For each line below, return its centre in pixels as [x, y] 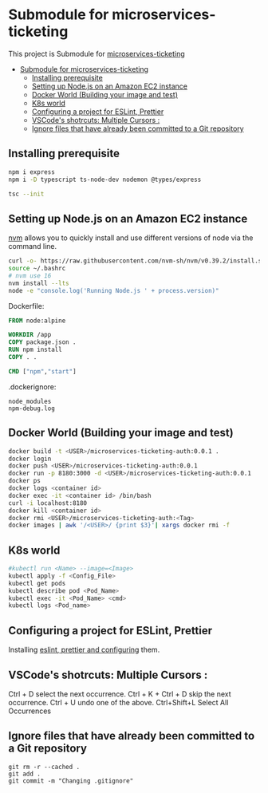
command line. [33, 247]
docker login [30, 459]
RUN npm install [35, 350]
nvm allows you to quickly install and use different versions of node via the [131, 238]
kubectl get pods [37, 583]
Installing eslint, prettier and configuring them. [84, 650]
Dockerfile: [26, 306]
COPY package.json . [43, 342]
